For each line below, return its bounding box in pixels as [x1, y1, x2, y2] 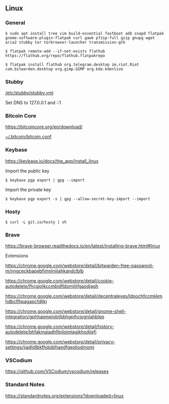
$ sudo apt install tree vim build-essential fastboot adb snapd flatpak [5, 30, 164, 36]
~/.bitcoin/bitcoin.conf [5, 134, 52, 140]
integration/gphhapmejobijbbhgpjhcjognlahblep [5, 314, 105, 320]
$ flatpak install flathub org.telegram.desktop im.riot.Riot [5, 62, 139, 67]
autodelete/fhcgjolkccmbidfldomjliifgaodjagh [5, 283, 99, 289]
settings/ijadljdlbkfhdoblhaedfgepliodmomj [5, 344, 95, 350]
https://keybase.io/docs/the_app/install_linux [5, 158, 99, 164]
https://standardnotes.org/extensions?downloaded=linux [5, 392, 124, 398]
